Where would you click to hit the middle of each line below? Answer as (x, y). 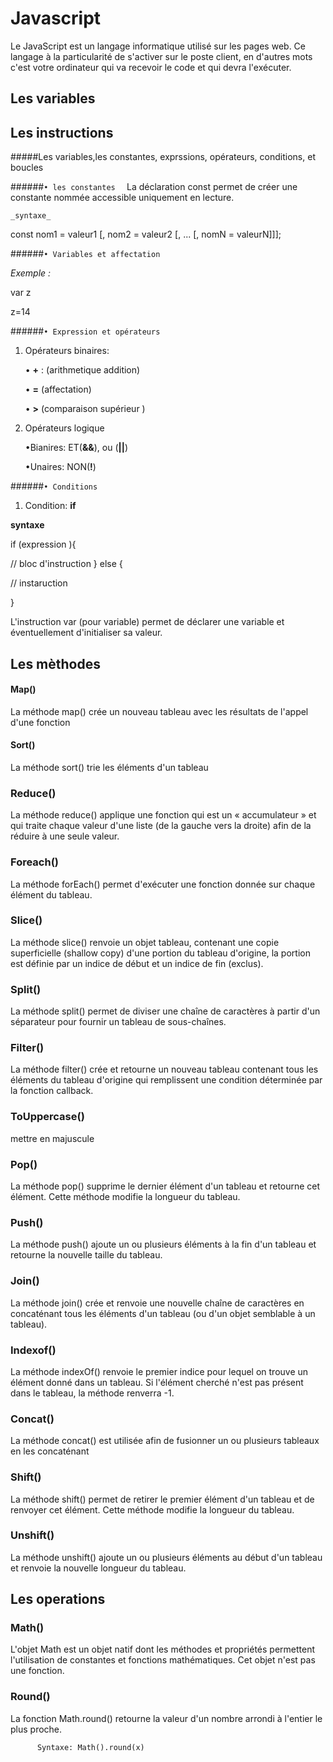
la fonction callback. (52, 1091)
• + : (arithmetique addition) (82, 370)
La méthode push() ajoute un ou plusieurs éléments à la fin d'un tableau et (163, 1244)
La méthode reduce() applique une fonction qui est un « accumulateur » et (163, 815)
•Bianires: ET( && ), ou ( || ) (76, 448)
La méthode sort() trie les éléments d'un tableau (109, 767)
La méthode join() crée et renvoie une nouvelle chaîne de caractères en (157, 1303)
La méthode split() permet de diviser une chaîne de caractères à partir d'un (165, 1011)
